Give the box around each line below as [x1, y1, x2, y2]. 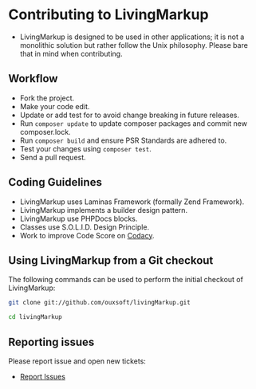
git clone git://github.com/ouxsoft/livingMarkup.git [8, 299, 191, 307]
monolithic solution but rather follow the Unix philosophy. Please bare [19, 40, 249, 49]
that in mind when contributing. [19, 49, 123, 58]
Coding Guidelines [8, 175, 102, 189]
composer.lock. [19, 127, 71, 136]
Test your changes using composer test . [19, 143, 152, 153]
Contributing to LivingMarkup [8, 6, 209, 24]
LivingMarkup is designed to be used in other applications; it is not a [19, 32, 245, 41]
